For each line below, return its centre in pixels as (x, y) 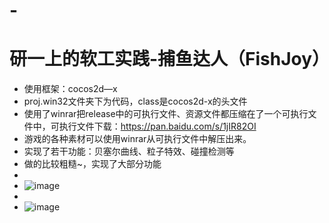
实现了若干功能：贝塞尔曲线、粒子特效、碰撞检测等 (129, 151)
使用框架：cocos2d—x (70, 89)
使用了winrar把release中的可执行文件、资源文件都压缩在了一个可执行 (166, 114)
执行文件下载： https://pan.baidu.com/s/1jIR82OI (157, 126)
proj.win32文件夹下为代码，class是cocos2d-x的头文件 (135, 101)
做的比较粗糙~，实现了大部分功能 (92, 164)
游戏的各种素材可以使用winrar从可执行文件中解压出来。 (137, 139)
